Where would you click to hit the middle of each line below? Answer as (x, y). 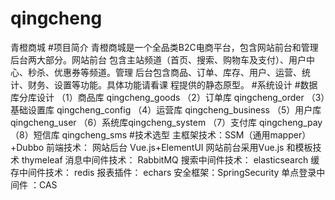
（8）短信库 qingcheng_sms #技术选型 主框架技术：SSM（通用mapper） (161, 134)
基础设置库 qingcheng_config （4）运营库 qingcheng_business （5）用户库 (166, 109)
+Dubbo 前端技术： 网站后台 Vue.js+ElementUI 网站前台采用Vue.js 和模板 (161, 147)
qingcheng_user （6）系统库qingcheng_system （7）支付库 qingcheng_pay (166, 122)
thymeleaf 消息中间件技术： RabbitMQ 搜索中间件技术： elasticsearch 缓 (170, 159)
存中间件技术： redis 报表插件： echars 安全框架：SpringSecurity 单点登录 (163, 172)
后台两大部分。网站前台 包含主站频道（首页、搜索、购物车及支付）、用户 (158, 59)
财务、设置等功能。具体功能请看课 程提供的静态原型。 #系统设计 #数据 (172, 84)
